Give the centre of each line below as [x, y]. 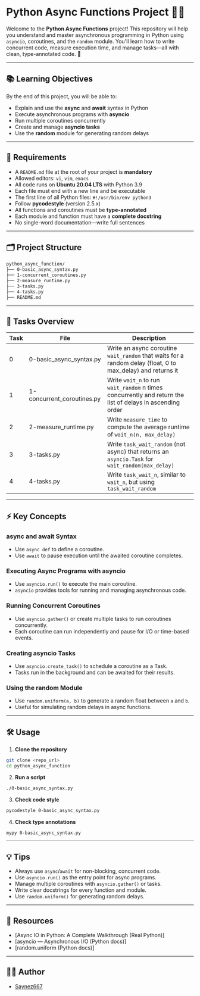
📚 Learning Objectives [50, 79]
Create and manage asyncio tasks [57, 127]
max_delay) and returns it [143, 370]
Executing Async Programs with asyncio [66, 571]
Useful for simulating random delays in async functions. [83, 707]
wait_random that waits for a [146, 355]
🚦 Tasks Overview [40, 321]
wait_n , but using [131, 482]
